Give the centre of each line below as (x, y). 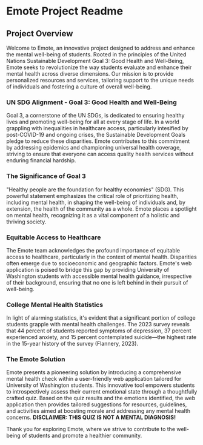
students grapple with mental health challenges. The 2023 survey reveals (98, 325)
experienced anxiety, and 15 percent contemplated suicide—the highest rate (101, 337)
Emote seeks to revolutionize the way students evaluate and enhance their (99, 67)
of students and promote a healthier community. (82, 436)
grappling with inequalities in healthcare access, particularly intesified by (98, 128)
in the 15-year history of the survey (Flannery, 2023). (72, 344)
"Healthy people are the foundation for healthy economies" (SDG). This (95, 190)
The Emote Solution (36, 360)
